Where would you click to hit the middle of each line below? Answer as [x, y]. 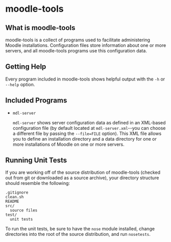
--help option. [20, 84]
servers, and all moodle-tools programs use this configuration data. [76, 51]
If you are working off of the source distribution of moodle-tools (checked [83, 172]
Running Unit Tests [36, 160]
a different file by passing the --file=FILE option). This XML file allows [87, 133]
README [12, 202]
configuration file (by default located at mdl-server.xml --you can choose [89, 128]
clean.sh [15, 197]
